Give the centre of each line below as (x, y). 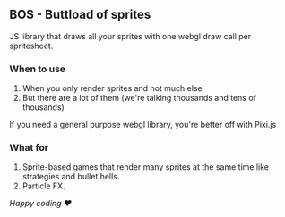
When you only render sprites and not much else (112, 88)
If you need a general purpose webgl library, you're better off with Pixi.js (143, 125)
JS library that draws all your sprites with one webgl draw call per (130, 36)
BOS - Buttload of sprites (80, 15)
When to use (37, 69)
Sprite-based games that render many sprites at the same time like (145, 167)
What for (29, 148)
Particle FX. (43, 186)
